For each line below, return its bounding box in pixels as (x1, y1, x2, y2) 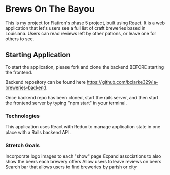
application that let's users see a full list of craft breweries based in (5, 25, 146, 31)
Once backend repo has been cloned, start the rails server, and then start (5, 94, 159, 100)
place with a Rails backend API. (5, 129, 71, 136)
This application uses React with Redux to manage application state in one (5, 124, 161, 130)
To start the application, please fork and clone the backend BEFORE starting (5, 64, 164, 70)
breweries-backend (5, 84, 47, 91)
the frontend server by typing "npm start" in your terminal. (5, 100, 127, 106)
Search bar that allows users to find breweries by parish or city (5, 164, 137, 170)
